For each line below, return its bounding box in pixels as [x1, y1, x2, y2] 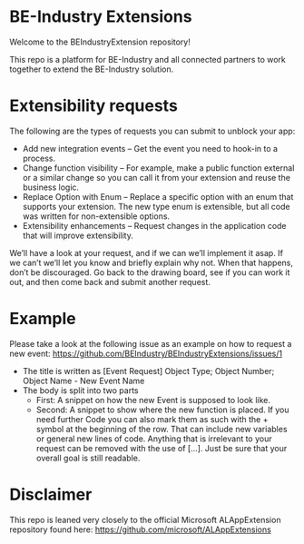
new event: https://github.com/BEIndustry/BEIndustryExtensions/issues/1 [9, 348, 283, 359]
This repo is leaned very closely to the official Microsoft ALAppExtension [9, 514, 281, 525]
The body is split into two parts [22, 384, 139, 396]
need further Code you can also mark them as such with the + [35, 413, 269, 424]
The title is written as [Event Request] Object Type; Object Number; [22, 365, 275, 376]
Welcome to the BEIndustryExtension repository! [9, 36, 191, 47]
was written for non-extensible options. [22, 211, 171, 222]
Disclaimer [9, 484, 93, 505]
